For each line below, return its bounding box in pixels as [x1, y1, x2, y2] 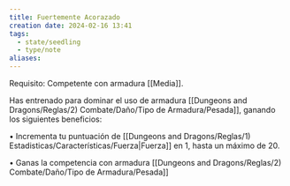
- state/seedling [17, 37, 81, 47]
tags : [9, 29, 29, 38]
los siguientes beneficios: [9, 114, 103, 124]
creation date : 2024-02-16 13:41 [9, 21, 133, 30]
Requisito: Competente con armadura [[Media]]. [9, 78, 184, 88]
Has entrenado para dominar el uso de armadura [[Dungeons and [9, 95, 248, 106]
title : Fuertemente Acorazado [9, 12, 121, 22]
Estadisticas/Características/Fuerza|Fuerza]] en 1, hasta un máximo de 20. [9, 140, 280, 151]
